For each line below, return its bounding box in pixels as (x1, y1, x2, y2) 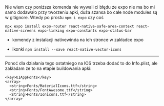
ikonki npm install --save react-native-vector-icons (12, 46, 122, 52)
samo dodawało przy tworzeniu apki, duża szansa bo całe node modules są (5, 9, 158, 15)
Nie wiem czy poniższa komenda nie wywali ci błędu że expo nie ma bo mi (5, 4, 155, 10)
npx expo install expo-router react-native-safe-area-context (5, 24, 134, 29)
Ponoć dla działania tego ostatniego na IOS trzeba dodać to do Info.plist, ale (5, 61, 158, 66)
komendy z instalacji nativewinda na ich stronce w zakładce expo (12, 37, 144, 42)
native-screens (5, 28, 36, 33)
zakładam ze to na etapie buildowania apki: (5, 65, 92, 71)
